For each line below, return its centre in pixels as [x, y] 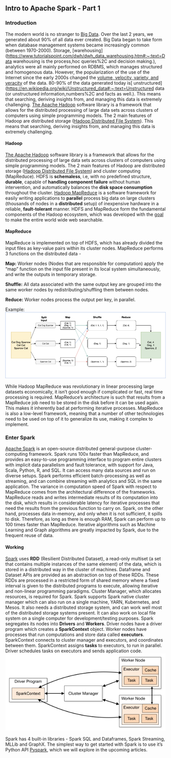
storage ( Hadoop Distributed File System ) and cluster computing [73, 171]
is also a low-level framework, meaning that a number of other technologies [85, 413]
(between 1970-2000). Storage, [38, 50]
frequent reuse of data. [30, 535]
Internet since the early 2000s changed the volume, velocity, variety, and [82, 77]
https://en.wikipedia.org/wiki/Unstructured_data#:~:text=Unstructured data [85, 88]
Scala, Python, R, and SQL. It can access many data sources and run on [80, 470]
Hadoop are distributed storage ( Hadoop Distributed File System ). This [79, 121]
